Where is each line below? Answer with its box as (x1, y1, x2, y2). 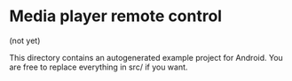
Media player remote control (9, 6, 223, 26)
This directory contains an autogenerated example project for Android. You (9, 52, 284, 63)
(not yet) (9, 35, 41, 46)
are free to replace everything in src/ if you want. (9, 62, 188, 72)
